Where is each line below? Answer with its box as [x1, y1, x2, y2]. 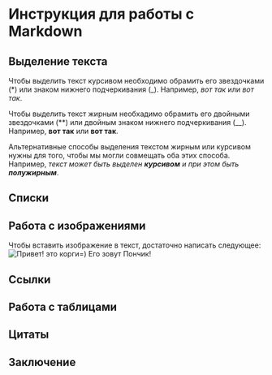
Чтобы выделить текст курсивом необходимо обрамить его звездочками [8, 76, 265, 85]
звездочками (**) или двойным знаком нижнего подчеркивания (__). [8, 118, 247, 127]
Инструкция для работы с [8, 5, 195, 24]
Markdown [8, 22, 83, 41]
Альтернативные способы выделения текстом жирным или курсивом [8, 142, 252, 151]
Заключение [8, 355, 76, 369]
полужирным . [8, 168, 59, 177]
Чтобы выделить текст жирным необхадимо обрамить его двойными [8, 109, 250, 119]
